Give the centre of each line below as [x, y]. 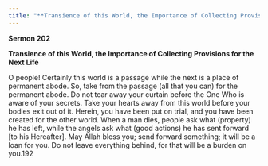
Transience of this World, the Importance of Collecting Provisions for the [131, 53]
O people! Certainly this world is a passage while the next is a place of [124, 77]
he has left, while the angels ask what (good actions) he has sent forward [129, 128]
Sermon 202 [29, 38]
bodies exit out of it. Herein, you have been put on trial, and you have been [131, 111]
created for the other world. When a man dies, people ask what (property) [130, 119]
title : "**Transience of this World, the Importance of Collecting [123, 15]
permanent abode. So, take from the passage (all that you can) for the [123, 86]
